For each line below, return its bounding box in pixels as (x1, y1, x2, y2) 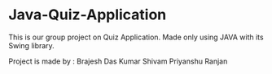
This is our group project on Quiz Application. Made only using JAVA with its (8, 32, 264, 42)
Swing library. (8, 40, 55, 50)
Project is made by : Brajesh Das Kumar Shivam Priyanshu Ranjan (8, 56, 228, 66)
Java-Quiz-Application (8, 6, 167, 24)
